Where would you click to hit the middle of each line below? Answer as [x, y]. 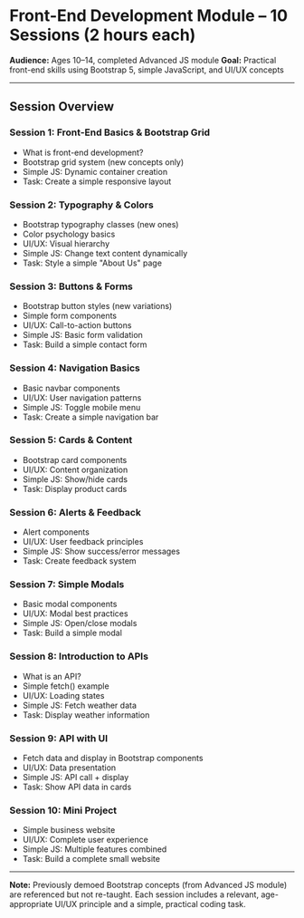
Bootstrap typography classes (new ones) [100, 224]
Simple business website [69, 830]
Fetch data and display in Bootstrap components [113, 758]
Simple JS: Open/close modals [80, 623]
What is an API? [52, 676]
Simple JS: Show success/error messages [101, 551]
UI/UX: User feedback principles [83, 542]
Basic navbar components [71, 388]
